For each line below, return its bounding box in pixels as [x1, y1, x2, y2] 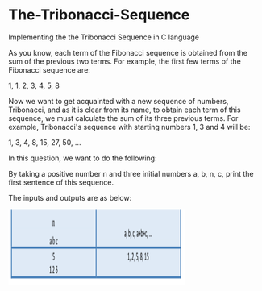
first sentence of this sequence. [8, 177, 114, 187]
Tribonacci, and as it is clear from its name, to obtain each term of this [8, 105, 241, 114]
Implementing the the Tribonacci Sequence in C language [8, 32, 200, 42]
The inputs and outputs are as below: [8, 193, 132, 202]
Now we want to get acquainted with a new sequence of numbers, [8, 96, 229, 106]
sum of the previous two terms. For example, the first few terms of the [8, 56, 242, 66]
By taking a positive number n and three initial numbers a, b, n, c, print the [8, 168, 254, 178]
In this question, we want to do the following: [8, 153, 157, 163]
